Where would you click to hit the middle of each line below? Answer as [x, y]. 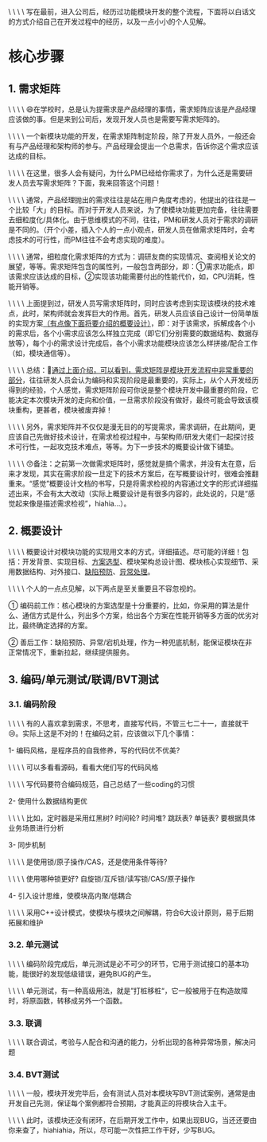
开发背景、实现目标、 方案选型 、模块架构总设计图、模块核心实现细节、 [137, 561]
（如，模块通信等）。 [41, 353]
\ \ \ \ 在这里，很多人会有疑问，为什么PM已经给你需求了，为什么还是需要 [127, 173]
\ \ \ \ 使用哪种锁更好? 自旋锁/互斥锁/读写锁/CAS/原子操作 [102, 878]
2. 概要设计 [35, 531]
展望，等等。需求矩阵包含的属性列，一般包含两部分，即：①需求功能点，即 [132, 266]
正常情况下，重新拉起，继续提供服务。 [71, 652]
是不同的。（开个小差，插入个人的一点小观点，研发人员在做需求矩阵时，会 [128, 230]
